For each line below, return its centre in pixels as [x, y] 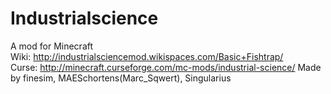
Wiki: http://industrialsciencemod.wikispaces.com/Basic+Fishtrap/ [147, 56]
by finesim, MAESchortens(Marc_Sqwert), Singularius [121, 78]
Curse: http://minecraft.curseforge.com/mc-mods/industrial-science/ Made [166, 67]
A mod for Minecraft [52, 46]
